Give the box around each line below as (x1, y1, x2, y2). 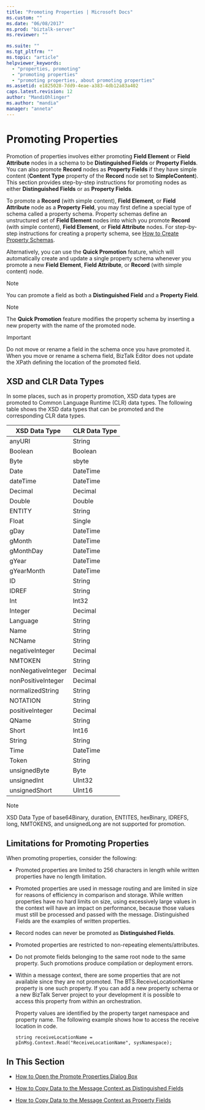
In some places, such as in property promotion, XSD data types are (6, 392, 176, 400)
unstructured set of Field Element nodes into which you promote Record (6, 216, 190, 224)
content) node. (6, 268, 44, 275)
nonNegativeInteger (9, 667, 68, 675)
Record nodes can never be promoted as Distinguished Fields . (15, 930, 176, 937)
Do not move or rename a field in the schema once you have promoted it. (6, 345, 191, 353)
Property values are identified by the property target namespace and (15, 1009, 190, 1017)
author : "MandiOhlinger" (6, 95, 70, 101)
